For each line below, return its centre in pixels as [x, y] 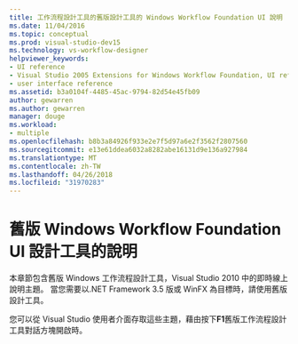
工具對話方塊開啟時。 [48, 331]
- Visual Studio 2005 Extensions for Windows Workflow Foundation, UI [142, 76]
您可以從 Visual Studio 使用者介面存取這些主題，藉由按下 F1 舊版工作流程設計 [148, 319]
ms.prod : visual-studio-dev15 [65, 42]
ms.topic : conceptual [49, 34]
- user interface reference [61, 84]
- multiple [29, 133]
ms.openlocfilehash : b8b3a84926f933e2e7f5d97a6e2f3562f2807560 [129, 141]
